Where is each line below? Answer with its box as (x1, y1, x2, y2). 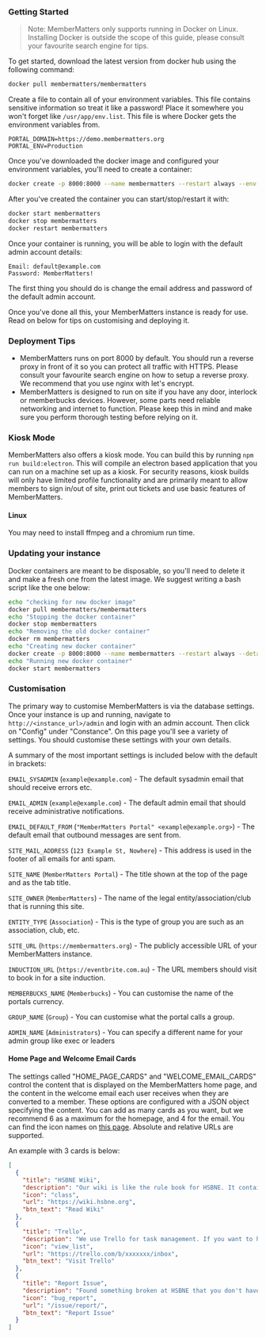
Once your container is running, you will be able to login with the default (8, 239, 243, 248)
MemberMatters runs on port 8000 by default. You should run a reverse (19, 353, 254, 362)
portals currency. (8, 996, 64, 1006)
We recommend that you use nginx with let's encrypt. (19, 378, 195, 388)
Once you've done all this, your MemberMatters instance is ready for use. (8, 307, 249, 316)
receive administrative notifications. (8, 806, 125, 815)
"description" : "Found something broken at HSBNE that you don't (22, 1286, 243, 1294)
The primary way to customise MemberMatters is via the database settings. (8, 701, 255, 711)
